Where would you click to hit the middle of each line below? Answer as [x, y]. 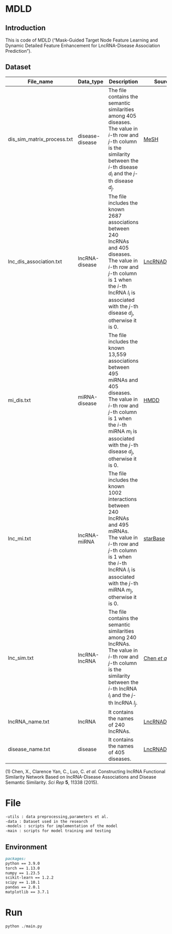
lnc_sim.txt [21, 658]
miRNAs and [123, 380]
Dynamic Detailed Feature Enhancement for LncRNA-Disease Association [83, 46]
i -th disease [123, 167]
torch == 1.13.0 [23, 868]
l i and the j [121, 696]
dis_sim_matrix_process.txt [40, 139]
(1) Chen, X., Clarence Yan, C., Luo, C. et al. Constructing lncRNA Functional [85, 771]
